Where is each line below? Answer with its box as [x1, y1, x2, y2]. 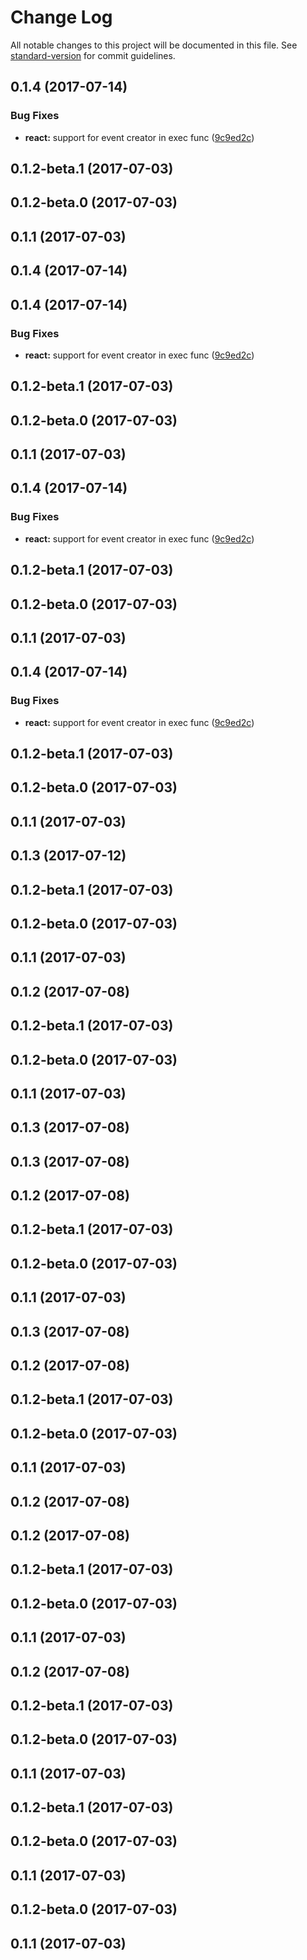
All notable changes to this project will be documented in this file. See [10, 39, 298, 51]
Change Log [10, 6, 113, 29]
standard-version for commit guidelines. [10, 49, 176, 61]
